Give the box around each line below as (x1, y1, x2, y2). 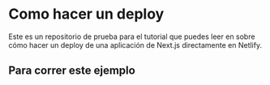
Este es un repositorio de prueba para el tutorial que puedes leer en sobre (8, 32, 255, 41)
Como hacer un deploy (8, 5, 165, 23)
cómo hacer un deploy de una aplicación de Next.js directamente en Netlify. (8, 40, 262, 49)
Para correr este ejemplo (8, 64, 135, 78)
